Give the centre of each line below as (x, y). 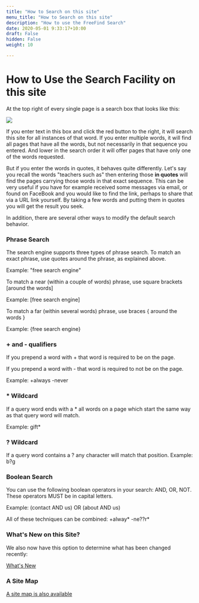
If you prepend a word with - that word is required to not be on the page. (95, 369)
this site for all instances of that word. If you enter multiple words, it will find (99, 138)
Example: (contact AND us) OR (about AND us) (63, 508)
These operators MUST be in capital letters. (60, 496)
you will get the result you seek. (45, 206)
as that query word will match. (43, 415)
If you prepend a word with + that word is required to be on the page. (91, 357)
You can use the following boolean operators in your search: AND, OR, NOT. (99, 490)
